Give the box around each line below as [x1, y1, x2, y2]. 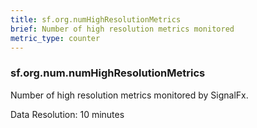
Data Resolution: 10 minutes [10, 108, 125, 120]
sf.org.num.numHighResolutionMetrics [10, 66, 206, 80]
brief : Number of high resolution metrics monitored [10, 24, 235, 34]
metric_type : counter [10, 33, 101, 43]
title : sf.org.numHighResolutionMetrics [10, 14, 182, 25]
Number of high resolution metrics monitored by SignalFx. [10, 89, 249, 101]
